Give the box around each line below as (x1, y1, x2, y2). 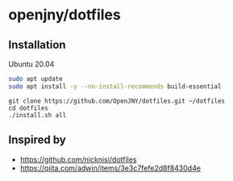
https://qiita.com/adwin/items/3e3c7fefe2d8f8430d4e (19, 163, 202, 173)
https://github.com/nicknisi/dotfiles (19, 154, 137, 164)
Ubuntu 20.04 (8, 59, 55, 69)
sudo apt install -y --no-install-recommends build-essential (8, 82, 222, 90)
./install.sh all (8, 111, 67, 119)
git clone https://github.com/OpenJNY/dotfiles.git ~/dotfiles (8, 97, 226, 105)
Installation (8, 38, 66, 52)
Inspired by (8, 133, 66, 147)
